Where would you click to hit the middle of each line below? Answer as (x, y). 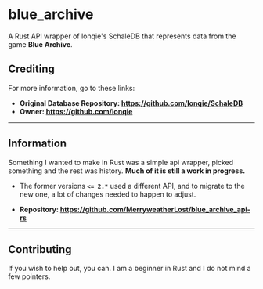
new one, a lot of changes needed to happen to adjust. (108, 194)
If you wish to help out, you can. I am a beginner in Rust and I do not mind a (130, 269)
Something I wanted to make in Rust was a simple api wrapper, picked (121, 162)
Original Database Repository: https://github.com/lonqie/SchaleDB (131, 103)
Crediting (31, 69)
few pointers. (29, 276)
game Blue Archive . (40, 44)
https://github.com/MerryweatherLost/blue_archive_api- (155, 209)
